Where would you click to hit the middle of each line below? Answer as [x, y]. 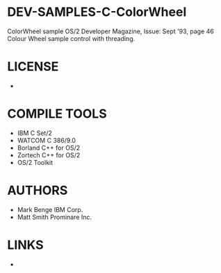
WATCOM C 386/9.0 [47, 140]
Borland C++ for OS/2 [49, 148]
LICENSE [33, 67]
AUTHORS [38, 191]
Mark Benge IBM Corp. [50, 209]
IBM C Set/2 [34, 133]
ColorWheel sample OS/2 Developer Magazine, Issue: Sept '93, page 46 [110, 31]
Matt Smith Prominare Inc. [55, 217]
